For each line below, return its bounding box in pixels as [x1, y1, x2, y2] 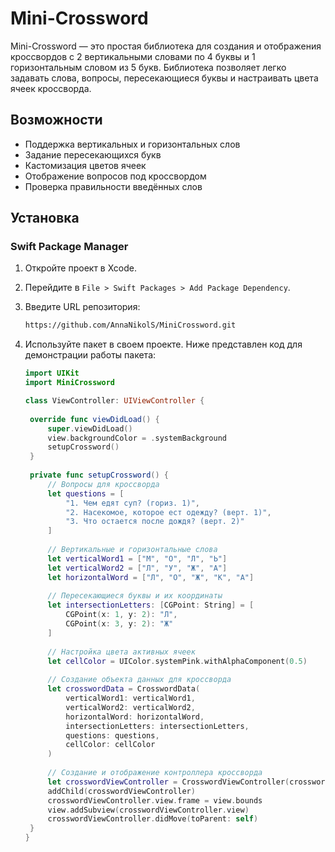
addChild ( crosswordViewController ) [47, 786, 196, 796]
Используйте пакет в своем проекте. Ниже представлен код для [24, 338, 303, 351]
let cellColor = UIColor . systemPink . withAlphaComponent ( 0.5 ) [47, 656, 308, 666]
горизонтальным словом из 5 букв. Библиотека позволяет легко [10, 61, 287, 73]
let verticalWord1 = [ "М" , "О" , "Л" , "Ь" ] [47, 553, 228, 564]
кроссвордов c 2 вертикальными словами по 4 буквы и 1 [10, 50, 256, 62]
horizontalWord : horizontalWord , [65, 712, 205, 722]
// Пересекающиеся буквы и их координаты [47, 591, 223, 601]
